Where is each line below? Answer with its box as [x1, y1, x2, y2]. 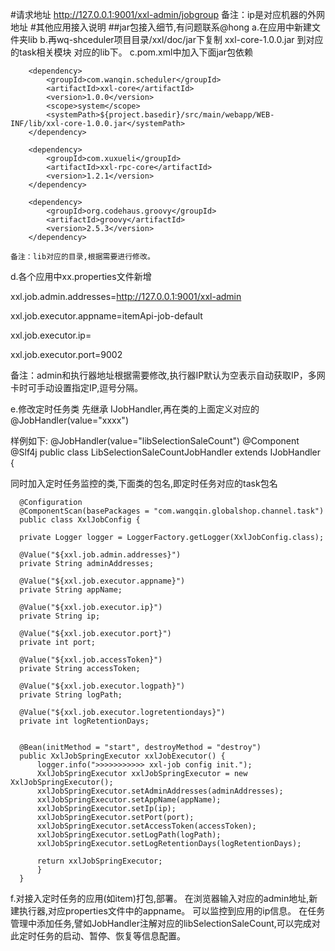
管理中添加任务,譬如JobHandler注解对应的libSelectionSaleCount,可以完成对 [10, 918, 321, 929]
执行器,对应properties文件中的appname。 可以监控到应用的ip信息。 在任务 [18, 905, 326, 917]
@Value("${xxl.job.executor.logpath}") [19, 681, 186, 691]
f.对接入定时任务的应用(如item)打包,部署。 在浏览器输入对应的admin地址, [10, 893, 310, 904]
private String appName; [19, 585, 123, 595]
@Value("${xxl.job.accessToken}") [19, 655, 163, 665]
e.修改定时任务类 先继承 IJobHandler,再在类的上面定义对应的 [10, 403, 260, 415]
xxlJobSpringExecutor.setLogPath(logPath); [36, 830, 222, 840]
